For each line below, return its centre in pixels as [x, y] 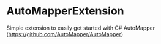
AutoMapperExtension [65, 11]
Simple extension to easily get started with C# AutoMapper [81, 28]
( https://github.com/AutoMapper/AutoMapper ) [65, 34]
